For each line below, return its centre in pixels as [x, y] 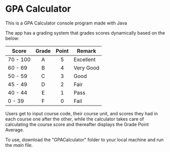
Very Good [87, 68]
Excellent [85, 59]
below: [12, 38]
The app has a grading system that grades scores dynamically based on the [85, 33]
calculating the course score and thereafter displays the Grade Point [77, 124]
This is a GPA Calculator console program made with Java [66, 23]
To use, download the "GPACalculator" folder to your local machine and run [84, 140]
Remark [87, 50]
